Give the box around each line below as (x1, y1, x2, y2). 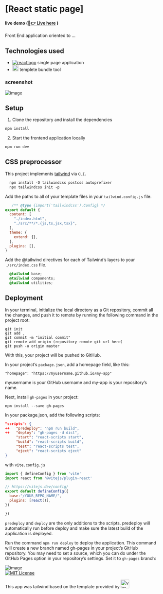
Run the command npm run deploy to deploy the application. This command (5, 540, 157, 545)
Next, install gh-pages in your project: (5, 394, 79, 400)
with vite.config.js (5, 462, 45, 468)
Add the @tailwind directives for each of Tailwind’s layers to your (5, 257, 135, 263)
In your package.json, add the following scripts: (5, 412, 101, 418)
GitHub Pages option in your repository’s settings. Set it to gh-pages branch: (5, 555, 157, 561)
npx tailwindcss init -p (9, 185, 60, 190)
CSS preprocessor (5, 158, 62, 166)
